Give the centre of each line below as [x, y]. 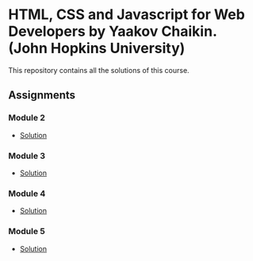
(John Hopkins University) [97, 48]
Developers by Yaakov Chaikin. [113, 31]
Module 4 [27, 194]
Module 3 [27, 155]
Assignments [42, 96]
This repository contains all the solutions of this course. [99, 70]
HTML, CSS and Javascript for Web [127, 15]
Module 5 [27, 232]
